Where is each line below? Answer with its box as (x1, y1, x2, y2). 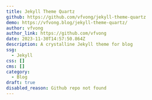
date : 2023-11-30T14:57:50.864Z (6, 36, 85, 42)
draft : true (6, 80, 35, 86)
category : (6, 69, 31, 75)
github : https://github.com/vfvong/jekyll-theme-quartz (6, 14, 146, 20)
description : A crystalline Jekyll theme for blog (6, 42, 133, 48)
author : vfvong (6, 25, 44, 31)
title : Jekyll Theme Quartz (6, 8, 75, 15)
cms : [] (6, 63, 25, 69)
